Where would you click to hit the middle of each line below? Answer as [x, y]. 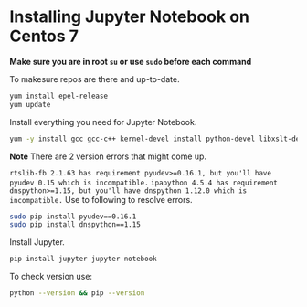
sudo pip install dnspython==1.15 [75, 225]
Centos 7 [44, 36]
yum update [30, 104]
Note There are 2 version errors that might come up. [108, 156]
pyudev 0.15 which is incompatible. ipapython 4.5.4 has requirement [144, 183]
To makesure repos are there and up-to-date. [95, 79]
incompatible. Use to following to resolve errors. [101, 199]
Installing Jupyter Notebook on [129, 17]
